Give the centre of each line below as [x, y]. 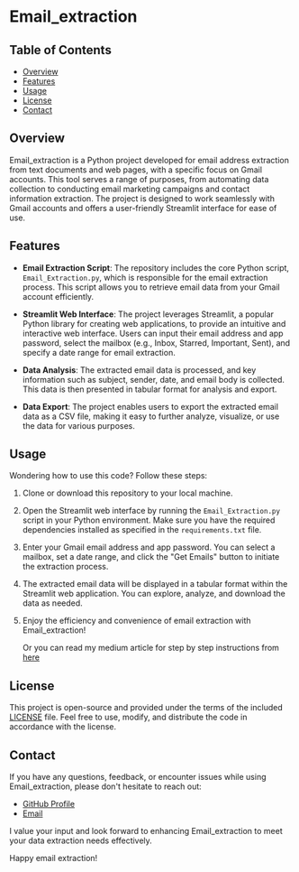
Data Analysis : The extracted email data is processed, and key [139, 370]
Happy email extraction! [54, 858]
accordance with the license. [63, 727]
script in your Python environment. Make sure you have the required [149, 520]
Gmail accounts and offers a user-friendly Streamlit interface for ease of [143, 208]
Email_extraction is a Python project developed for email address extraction [149, 160]
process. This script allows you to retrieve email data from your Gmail [151, 287]
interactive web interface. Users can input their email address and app [153, 333]
